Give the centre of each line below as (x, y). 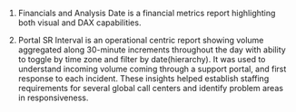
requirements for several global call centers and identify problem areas (151, 88)
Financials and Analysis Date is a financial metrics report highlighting (147, 13)
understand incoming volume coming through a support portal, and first (152, 69)
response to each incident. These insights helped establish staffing (143, 79)
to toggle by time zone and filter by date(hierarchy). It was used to (142, 59)
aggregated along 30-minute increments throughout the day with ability (152, 50)
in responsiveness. (53, 98)
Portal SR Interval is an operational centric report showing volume (141, 40)
